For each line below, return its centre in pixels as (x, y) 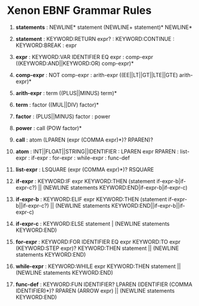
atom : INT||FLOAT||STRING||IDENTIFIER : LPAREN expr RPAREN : (97, 151)
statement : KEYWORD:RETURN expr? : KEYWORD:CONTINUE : (95, 39)
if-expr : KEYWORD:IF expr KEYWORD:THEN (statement (85, 181)
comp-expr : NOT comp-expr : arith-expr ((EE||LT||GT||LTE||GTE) (96, 75)
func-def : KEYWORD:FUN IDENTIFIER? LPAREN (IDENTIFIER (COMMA (104, 284)
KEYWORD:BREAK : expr (46, 45)
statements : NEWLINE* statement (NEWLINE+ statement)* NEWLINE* (104, 27)
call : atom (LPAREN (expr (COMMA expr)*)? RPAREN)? (84, 140)
